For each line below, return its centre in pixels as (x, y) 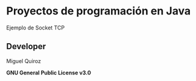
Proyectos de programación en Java (99, 11)
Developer (26, 46)
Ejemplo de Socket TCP (36, 28)
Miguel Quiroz (24, 61)
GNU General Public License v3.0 (49, 73)
